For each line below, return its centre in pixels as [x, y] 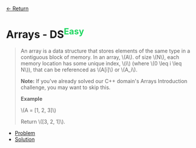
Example [31, 99]
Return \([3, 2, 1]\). [43, 122]
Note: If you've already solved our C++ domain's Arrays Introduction [104, 81]
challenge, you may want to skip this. [65, 87]
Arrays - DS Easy [45, 34]
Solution [25, 139]
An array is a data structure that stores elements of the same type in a [105, 51]
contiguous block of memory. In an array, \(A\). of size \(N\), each [100, 57]
